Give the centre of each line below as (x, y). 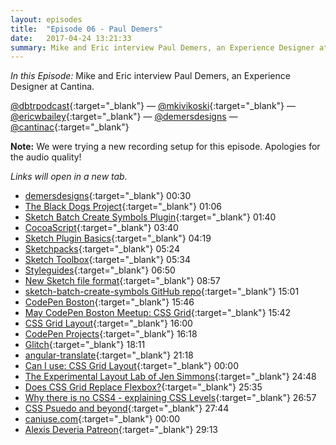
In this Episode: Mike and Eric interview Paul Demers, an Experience (150, 76)
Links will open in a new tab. (69, 177)
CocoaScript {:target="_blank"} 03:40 (101, 228)
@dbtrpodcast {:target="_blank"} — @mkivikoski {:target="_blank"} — (153, 106)
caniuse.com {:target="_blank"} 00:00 (102, 419)
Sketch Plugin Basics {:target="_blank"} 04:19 (118, 238)
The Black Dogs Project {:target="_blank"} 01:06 (123, 207)
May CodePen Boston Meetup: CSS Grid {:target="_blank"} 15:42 (158, 313)
